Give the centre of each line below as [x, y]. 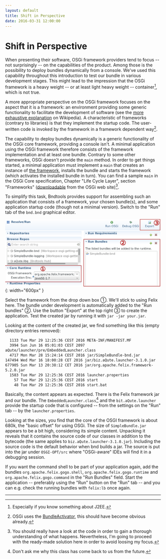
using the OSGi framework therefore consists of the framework [69, 149]
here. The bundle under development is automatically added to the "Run [79, 305]
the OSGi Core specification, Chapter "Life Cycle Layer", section [70, 181]
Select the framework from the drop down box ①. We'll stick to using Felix [82, 300]
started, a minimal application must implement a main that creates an [75, 165]
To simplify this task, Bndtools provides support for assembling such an [78, 196]
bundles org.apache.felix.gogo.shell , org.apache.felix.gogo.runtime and [82, 472]
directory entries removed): [33, 330]
